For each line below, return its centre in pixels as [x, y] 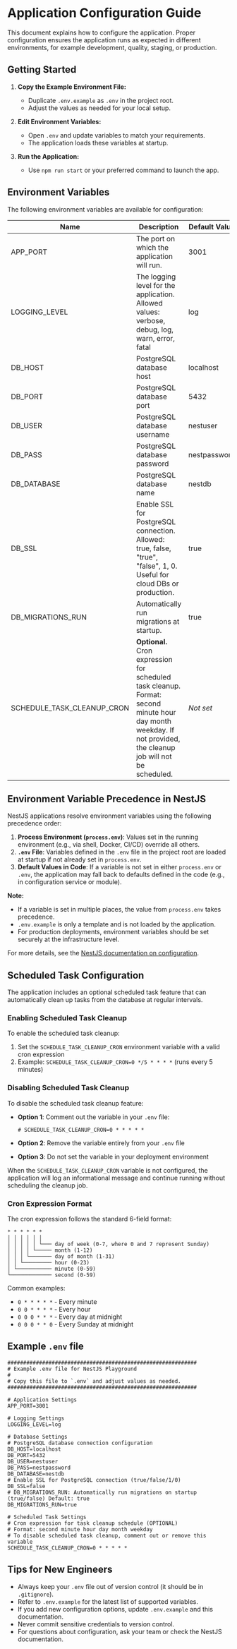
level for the [156, 285]
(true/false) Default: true [49, 1498]
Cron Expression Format [50, 1203]
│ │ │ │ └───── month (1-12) [50, 1250]
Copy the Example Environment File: [72, 87]
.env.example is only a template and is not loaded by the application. [117, 924]
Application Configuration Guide [104, 13]
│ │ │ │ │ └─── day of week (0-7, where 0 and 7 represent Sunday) [109, 1244]
